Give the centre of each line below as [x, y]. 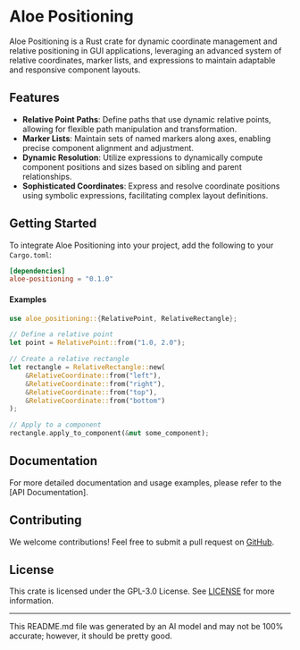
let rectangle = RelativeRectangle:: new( [87, 367]
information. [32, 601]
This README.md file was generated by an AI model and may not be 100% [146, 627]
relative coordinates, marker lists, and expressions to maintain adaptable [142, 60]
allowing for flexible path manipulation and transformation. [129, 129]
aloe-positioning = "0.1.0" [62, 279]
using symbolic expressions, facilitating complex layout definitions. [145, 195]
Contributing [46, 520]
